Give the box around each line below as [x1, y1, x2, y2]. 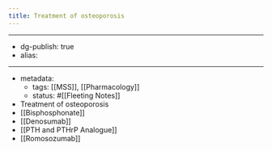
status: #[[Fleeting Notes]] [32, 90, 121, 100]
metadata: [19, 73, 54, 83]
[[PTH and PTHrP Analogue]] [19, 124, 117, 134]
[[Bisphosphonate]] [19, 107, 85, 117]
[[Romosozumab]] [19, 133, 81, 143]
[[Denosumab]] [19, 116, 71, 126]
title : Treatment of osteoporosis [8, 11, 125, 20]
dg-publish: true [19, 41, 74, 51]
